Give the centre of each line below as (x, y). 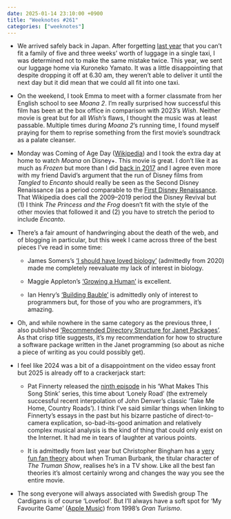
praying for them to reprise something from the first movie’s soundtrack (119, 133)
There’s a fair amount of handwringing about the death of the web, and (118, 233)
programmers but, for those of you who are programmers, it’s (114, 302)
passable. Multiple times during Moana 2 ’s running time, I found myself (118, 126)
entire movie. (46, 480)
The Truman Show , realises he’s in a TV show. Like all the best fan (121, 466)
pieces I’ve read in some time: (60, 247)
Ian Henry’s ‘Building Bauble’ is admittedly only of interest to (113, 295)
